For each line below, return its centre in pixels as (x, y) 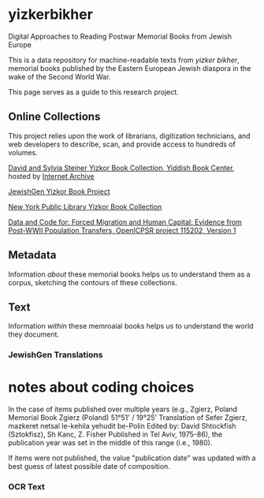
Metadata (32, 255)
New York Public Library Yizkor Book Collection (85, 206)
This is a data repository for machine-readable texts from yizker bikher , (124, 60)
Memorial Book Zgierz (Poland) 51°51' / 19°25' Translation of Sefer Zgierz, (128, 418)
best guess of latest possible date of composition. (89, 466)
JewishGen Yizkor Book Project (59, 191)
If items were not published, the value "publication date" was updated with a (132, 458)
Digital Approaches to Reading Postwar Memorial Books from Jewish (120, 36)
